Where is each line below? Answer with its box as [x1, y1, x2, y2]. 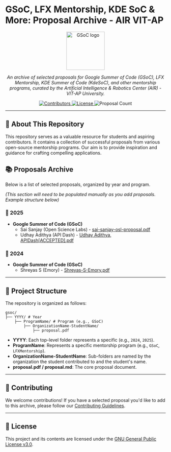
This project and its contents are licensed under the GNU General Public [5, 436, 157, 442]
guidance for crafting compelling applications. [5, 150, 102, 156]
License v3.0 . [5, 441, 34, 447]
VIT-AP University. [66, 90, 105, 97]
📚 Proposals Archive [5, 165, 74, 174]
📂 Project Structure [5, 287, 67, 295]
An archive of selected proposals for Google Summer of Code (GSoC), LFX [7, 74, 164, 80]
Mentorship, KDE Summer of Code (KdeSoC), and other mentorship [15, 79, 156, 85]
